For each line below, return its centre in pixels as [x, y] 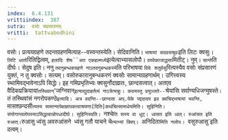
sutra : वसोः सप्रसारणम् [34, 26]
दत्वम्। [15, 129]
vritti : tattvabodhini [41, 33]
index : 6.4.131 [30, 13]
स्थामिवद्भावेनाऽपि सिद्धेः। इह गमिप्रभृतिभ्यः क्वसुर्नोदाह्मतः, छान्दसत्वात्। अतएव [89, 83]
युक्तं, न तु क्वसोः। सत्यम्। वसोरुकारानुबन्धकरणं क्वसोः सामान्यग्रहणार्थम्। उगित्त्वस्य [96, 75]
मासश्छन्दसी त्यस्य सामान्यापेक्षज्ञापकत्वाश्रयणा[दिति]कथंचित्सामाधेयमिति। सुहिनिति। [87, 106]
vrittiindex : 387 [33, 20]
